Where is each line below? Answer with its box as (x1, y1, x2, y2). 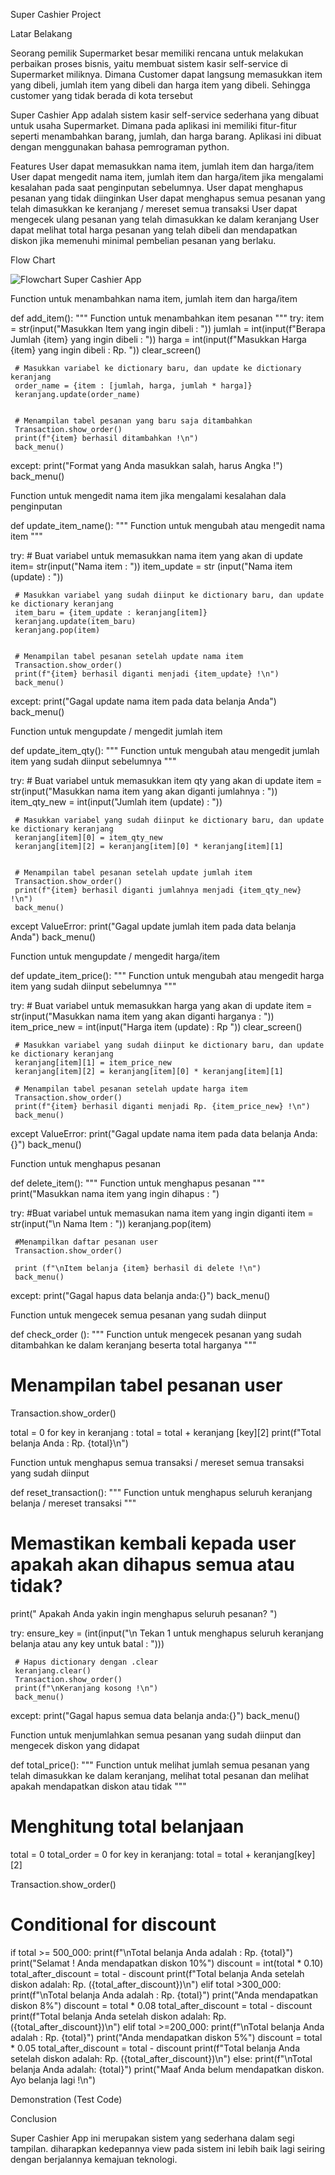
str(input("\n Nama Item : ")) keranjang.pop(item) (10, 1218, 212, 1229)
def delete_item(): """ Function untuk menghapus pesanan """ (10, 1177, 265, 1189)
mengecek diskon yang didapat (10, 1739, 140, 1751)
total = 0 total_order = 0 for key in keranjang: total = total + (10, 1848, 252, 1860)
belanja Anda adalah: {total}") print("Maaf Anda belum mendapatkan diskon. (10, 2063, 325, 2075)
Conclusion (10, 2112, 58, 2124)
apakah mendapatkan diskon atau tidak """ (10, 1780, 187, 1792)
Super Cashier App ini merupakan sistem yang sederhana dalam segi (10, 2132, 295, 2144)
